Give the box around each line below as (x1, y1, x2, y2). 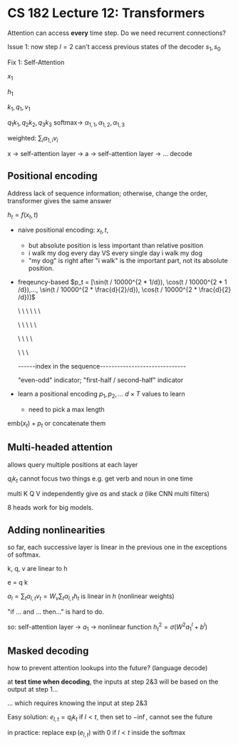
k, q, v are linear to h (7, 565, 68, 573)
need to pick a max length (28, 405, 105, 413)
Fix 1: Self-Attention (7, 58, 65, 66)
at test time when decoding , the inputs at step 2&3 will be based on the (7, 677, 219, 686)
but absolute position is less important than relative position (28, 241, 204, 250)
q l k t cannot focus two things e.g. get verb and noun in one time (7, 474, 194, 484)
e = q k (7, 578, 29, 587)
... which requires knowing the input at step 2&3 (7, 699, 148, 707)
